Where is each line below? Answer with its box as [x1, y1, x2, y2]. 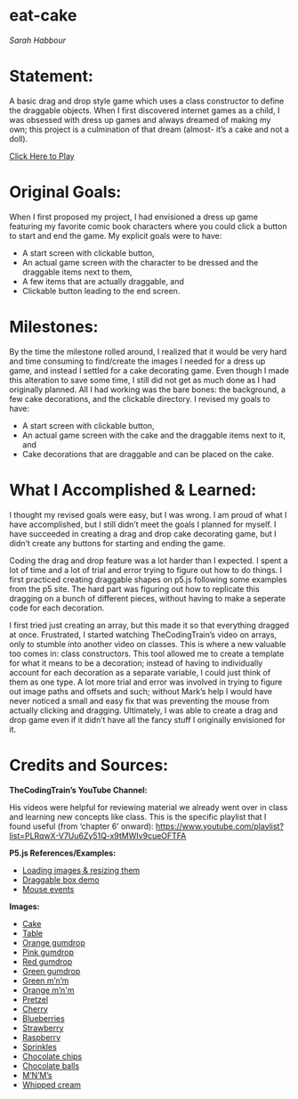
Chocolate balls [21, 1060, 80, 1070]
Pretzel [21, 994, 49, 1005]
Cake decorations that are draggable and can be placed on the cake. [21, 448, 274, 459]
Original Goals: [9, 182, 122, 202]
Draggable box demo [21, 874, 100, 885]
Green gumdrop [21, 965, 81, 976]
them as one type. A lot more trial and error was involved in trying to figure [9, 677, 283, 687]
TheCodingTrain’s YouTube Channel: [9, 784, 148, 795]
